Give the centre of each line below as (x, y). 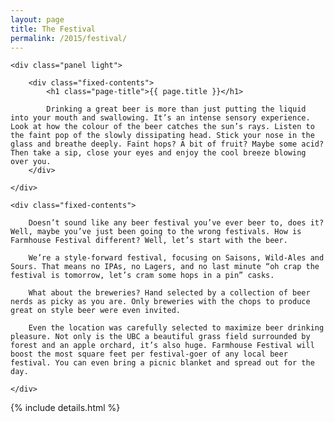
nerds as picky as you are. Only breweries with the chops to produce (160, 302)
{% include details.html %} (65, 408)
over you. (31, 162)
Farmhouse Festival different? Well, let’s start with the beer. (149, 241)
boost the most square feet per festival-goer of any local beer (149, 354)
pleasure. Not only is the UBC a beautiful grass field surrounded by (160, 337)
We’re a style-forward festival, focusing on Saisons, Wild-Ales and (176, 258)
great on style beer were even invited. (96, 311)
